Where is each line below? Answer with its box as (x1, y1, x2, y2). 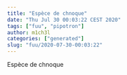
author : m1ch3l (7, 29, 51, 36)
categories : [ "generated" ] (7, 35, 84, 42)
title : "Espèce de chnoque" (7, 10, 88, 17)
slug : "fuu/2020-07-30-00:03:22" (7, 42, 103, 48)
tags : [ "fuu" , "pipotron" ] (7, 22, 84, 29)
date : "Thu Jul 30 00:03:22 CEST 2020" (7, 16, 122, 23)
